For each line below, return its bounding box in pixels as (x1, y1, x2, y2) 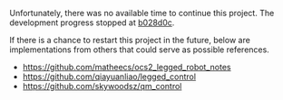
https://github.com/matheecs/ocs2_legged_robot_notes (22, 62, 231, 72)
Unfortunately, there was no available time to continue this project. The (9, 8, 275, 18)
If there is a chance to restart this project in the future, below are (9, 35, 251, 45)
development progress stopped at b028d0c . (9, 17, 175, 28)
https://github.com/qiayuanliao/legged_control (22, 71, 197, 82)
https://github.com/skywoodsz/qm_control (22, 81, 182, 91)
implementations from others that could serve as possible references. (9, 44, 269, 55)
